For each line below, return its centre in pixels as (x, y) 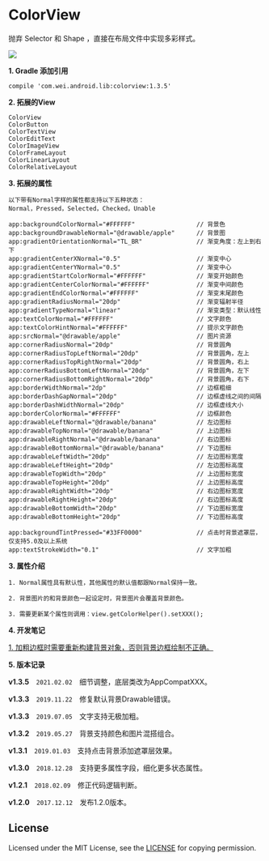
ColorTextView (32, 131)
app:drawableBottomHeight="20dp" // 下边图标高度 (126, 517)
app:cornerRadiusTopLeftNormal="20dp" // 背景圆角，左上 (129, 353)
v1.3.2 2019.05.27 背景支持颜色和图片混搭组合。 (94, 733)
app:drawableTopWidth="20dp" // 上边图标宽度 (126, 474)
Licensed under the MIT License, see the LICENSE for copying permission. (132, 847)
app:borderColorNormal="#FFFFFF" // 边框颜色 (120, 413)
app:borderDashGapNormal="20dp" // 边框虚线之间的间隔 (135, 396)
